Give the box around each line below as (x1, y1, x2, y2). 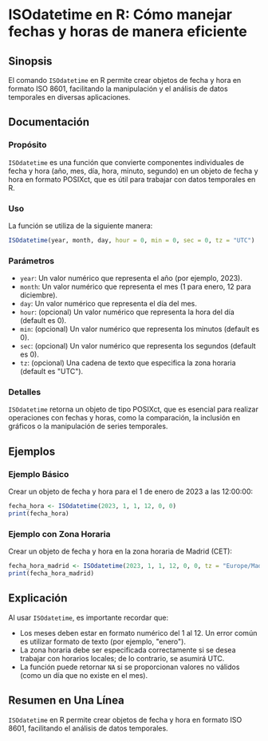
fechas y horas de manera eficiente (8, 22, 247, 41)
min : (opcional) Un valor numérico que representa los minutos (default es (19, 325, 260, 334)
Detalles (8, 387, 41, 398)
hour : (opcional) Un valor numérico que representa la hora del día (19, 307, 235, 317)
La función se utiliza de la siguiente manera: (8, 221, 153, 231)
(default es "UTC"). (19, 367, 84, 376)
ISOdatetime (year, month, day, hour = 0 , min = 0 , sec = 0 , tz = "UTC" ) (8, 236, 255, 244)
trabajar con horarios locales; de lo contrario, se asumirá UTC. (19, 653, 225, 663)
